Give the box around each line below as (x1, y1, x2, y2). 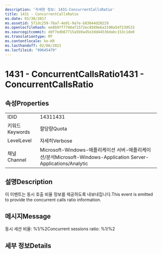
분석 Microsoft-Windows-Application (46, 154, 130, 160)
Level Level (7, 137, 32, 143)
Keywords (7, 128, 30, 135)
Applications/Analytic (40, 160, 88, 167)
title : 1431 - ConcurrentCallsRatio (5, 12, 79, 16)
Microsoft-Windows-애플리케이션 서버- (40, 146, 129, 153)
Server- (130, 154, 149, 160)
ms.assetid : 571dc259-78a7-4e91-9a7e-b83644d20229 (5, 20, 109, 26)
